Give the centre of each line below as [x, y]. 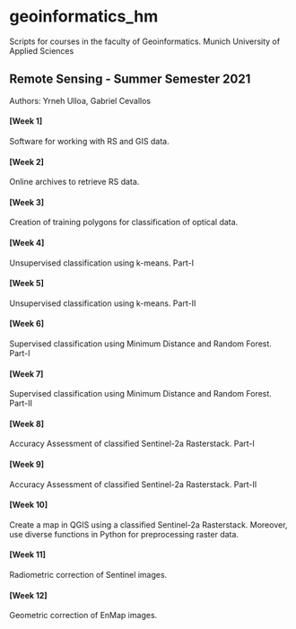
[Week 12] [28, 595]
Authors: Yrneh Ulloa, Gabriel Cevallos [80, 100]
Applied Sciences [42, 50]
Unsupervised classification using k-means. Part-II [103, 303]
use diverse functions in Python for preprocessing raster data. [124, 534]
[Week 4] [27, 242]
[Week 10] [28, 505]
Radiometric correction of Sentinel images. [88, 574]
